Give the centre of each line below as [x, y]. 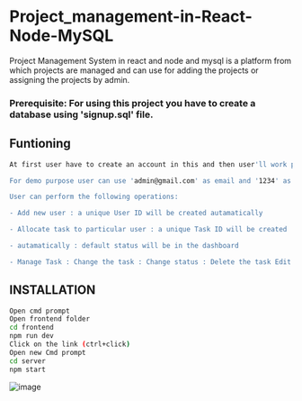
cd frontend [31, 328]
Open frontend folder [50, 319]
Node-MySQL [62, 36]
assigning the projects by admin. [70, 79]
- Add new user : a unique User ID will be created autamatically [136, 214]
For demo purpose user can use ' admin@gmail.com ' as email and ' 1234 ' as [151, 181]
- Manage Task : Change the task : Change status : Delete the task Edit [151, 262]
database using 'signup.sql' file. [81, 114]
